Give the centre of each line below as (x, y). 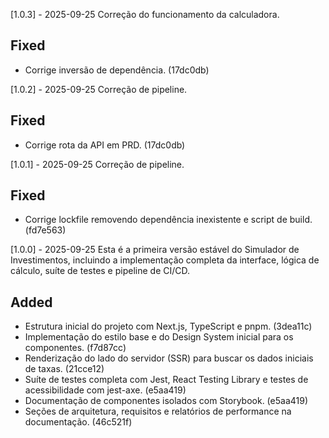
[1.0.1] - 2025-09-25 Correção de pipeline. (97, 164)
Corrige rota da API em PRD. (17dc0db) (105, 145)
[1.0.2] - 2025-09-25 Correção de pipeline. (99, 89)
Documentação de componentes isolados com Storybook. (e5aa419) (166, 401)
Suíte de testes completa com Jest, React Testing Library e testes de (166, 380)
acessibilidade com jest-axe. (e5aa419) (105, 390)
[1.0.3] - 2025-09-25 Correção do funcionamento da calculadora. (145, 14)
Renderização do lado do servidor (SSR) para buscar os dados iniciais (169, 358)
